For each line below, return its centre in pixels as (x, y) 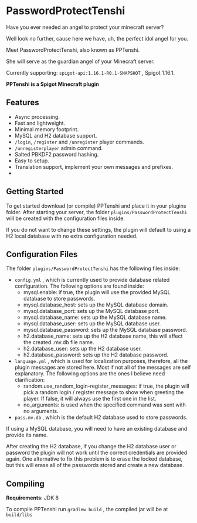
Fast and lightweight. (40, 123)
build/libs (19, 515)
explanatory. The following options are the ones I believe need (90, 374)
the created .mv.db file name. (59, 342)
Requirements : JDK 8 (33, 498)
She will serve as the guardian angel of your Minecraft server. (80, 61)
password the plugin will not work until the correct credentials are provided (97, 453)
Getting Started (35, 191)
